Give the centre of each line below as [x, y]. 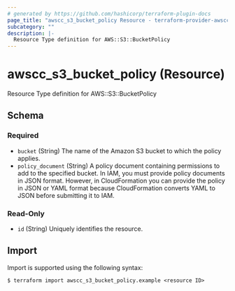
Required [23, 136]
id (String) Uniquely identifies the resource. [80, 229]
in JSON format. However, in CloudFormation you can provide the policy [121, 180]
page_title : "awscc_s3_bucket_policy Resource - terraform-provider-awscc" [120, 20]
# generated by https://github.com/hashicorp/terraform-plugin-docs [109, 14]
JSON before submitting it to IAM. [66, 195]
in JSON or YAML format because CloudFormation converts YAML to [116, 188]
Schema [26, 116]
